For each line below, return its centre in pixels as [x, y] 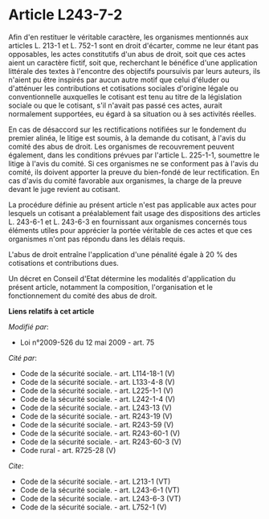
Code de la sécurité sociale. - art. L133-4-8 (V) [97, 382]
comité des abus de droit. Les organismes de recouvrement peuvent [121, 146]
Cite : [16, 466]
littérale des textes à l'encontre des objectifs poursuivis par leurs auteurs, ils [134, 71]
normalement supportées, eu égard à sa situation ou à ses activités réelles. [132, 113]
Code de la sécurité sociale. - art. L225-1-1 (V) [97, 390]
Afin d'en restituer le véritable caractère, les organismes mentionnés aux [128, 37]
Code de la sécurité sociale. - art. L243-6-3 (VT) [100, 498]
